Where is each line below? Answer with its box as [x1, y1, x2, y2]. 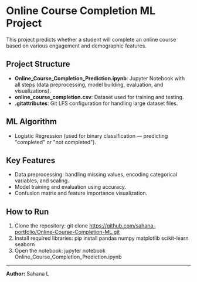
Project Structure [6, 59, 70, 69]
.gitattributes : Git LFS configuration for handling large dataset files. [14, 100, 178, 107]
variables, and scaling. [14, 177, 69, 184]
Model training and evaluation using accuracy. [14, 184, 126, 191]
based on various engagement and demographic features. [6, 42, 147, 49]
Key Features [6, 155, 56, 165]
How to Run [6, 206, 49, 216]
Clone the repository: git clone [14, 222, 88, 229]
